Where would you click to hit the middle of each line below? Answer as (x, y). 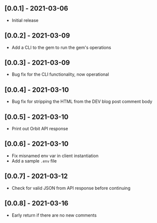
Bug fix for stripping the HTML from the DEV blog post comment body (82, 101)
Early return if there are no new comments (54, 215)
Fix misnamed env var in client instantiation (55, 156)
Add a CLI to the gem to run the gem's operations (61, 47)
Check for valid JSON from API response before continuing (71, 188)
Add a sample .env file (34, 161)
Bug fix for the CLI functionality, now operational (60, 74)
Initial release (25, 20)
